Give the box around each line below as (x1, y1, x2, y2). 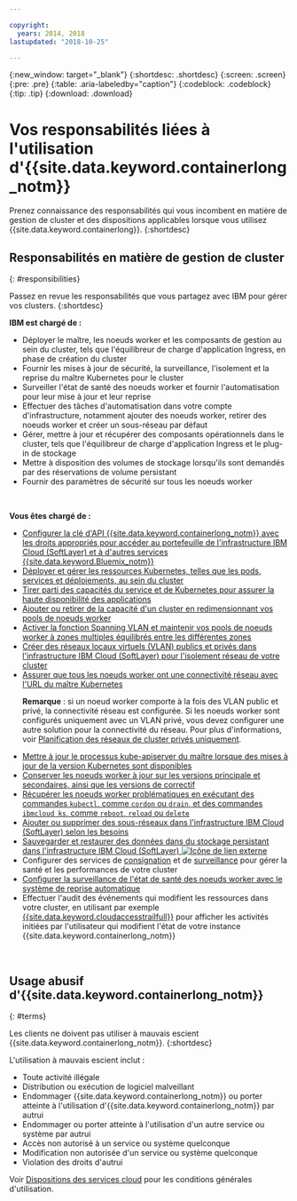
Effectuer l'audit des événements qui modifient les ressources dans (21, 893, 269, 903)
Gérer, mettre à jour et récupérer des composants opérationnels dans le (21, 429, 285, 440)
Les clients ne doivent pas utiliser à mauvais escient (9, 1028, 199, 1038)
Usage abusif (9, 974, 84, 989)
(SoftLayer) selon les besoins (21, 827, 129, 838)
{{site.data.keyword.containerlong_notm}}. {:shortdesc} (9, 1037, 213, 1048)
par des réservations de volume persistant (21, 467, 177, 478)
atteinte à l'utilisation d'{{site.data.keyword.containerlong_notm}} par (21, 1100, 275, 1110)
